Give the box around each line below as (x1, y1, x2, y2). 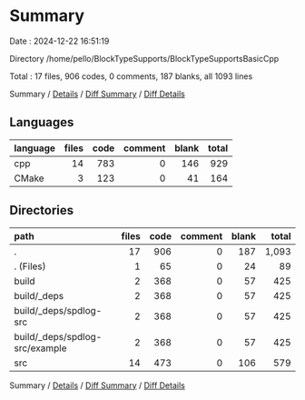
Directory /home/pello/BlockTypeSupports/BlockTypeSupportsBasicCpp (9, 53, 280, 64)
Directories (9, 203, 74, 218)
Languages (9, 115, 74, 130)
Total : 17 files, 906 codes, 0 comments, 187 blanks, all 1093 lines (9, 70, 253, 82)
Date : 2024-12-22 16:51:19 (9, 35, 110, 46)
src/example (14, 342, 67, 355)
